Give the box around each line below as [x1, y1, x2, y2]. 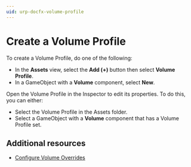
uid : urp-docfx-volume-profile [6, 8, 84, 15]
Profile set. [14, 121, 42, 128]
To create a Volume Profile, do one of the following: [6, 54, 133, 62]
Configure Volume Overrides [14, 154, 85, 162]
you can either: [6, 96, 44, 104]
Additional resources [6, 138, 86, 148]
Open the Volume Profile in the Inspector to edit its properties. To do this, [6, 90, 186, 98]
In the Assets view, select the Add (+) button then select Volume [14, 66, 175, 73]
